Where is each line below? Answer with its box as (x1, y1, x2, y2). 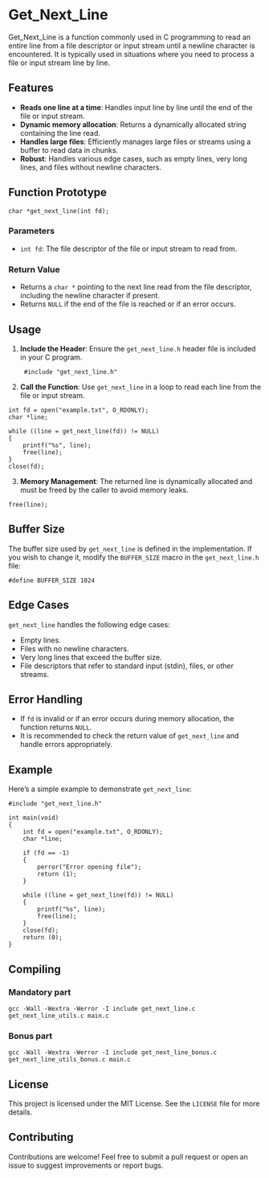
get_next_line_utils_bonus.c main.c (8, 1056, 131, 1064)
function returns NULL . (19, 722, 92, 733)
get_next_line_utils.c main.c (8, 1012, 110, 1020)
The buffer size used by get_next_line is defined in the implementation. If (8, 544, 252, 553)
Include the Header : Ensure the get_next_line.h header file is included (19, 343, 256, 353)
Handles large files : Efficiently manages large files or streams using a (19, 137, 251, 146)
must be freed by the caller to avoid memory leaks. (19, 485, 189, 495)
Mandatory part (8, 987, 71, 998)
